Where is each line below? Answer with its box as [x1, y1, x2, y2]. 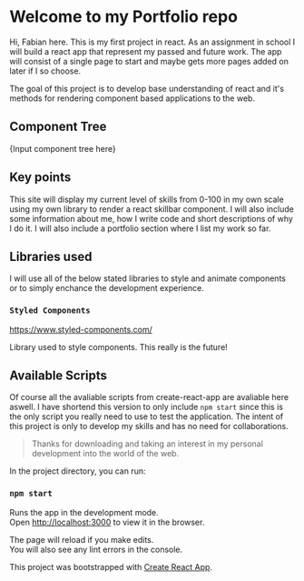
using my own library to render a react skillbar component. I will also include [9, 203, 295, 215]
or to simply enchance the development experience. [9, 283, 204, 294]
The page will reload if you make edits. [9, 534, 154, 545]
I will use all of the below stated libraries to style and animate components [9, 273, 286, 284]
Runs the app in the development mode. [9, 506, 159, 517]
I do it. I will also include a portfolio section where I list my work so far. [9, 223, 271, 234]
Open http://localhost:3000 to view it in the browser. [9, 516, 205, 527]
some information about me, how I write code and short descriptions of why [9, 213, 293, 224]
